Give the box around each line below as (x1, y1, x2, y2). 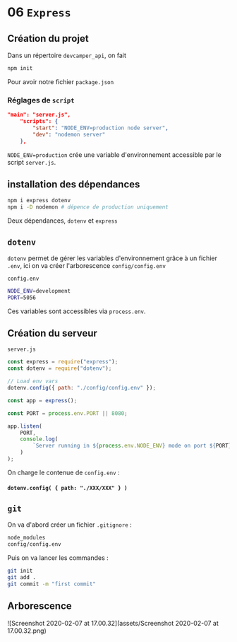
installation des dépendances (7, 178, 140, 190)
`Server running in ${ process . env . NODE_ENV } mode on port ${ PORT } (32, 443, 232, 450)
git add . (7, 574, 37, 581)
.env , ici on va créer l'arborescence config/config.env (7, 261, 166, 269)
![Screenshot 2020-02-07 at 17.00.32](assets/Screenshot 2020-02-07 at (7, 619, 219, 627)
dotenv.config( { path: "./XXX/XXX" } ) (7, 484, 128, 491)
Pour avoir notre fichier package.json (7, 77, 114, 86)
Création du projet (7, 33, 90, 45)
